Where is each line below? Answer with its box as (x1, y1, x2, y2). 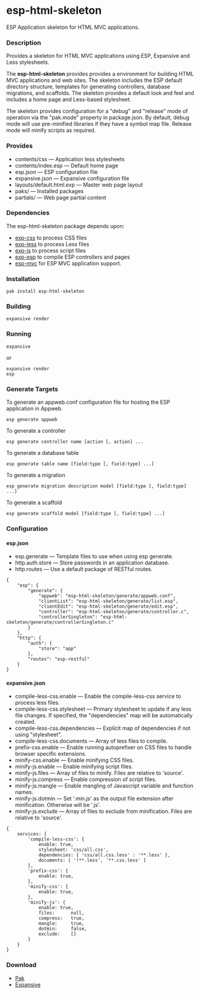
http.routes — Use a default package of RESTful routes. (14, 566, 153, 573)
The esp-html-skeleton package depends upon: (6, 222, 125, 229)
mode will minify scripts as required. (6, 127, 96, 134)
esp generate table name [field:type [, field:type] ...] (6, 461, 154, 467)
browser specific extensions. (14, 750, 87, 758)
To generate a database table (6, 449, 79, 457)
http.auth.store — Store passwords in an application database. (14, 559, 170, 566)
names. (14, 789, 34, 796)
